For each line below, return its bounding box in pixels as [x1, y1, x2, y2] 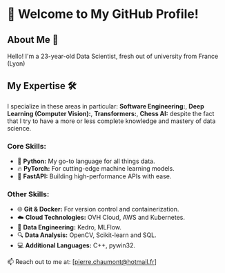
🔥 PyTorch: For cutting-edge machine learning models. [17, 164, 175, 173]
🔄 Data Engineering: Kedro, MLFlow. [17, 223, 122, 232]
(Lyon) [7, 59, 26, 68]
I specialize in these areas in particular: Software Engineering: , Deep [7, 102, 205, 110]
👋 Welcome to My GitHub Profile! [7, 6, 199, 22]
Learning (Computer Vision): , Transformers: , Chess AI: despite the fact [7, 109, 215, 117]
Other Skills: [7, 189, 50, 199]
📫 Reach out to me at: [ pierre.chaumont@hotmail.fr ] [7, 258, 157, 266]
